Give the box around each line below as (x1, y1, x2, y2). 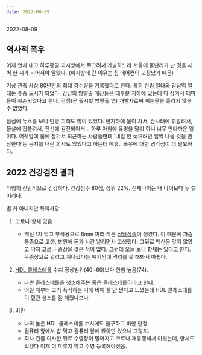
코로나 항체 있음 (14, 218, 52, 225)
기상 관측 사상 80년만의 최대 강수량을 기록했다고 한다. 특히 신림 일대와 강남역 (6, 82, 186, 90)
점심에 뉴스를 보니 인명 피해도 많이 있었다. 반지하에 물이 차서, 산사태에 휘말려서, (6, 117, 193, 125)
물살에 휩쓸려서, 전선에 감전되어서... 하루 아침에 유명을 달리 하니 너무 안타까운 (6, 125, 188, 132)
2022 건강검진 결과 (6, 167, 74, 177)
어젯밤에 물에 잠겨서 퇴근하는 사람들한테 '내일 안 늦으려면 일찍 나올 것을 (19, 132, 186, 140)
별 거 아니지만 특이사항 (6, 205, 60, 212)
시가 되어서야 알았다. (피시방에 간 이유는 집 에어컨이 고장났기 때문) (19, 69, 174, 76)
